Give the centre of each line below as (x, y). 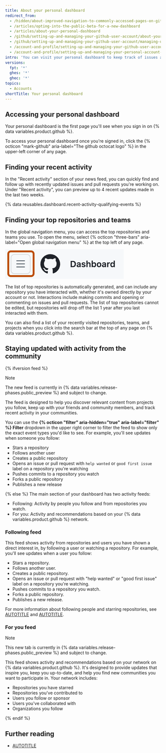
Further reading (30, 734)
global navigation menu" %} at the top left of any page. (88, 243)
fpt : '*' (19, 68)
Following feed (23, 532)
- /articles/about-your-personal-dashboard (55, 31)
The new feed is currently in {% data (42, 387)
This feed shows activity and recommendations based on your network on (81, 663)
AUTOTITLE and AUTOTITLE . (35, 615)
